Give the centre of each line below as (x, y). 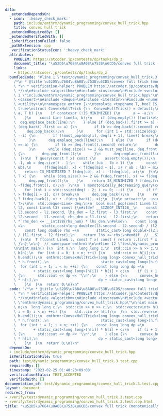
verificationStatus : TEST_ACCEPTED (45, 375)
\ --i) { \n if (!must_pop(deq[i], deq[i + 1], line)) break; (84, 136)
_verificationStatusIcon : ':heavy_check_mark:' (58, 50)
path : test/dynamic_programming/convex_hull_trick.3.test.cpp (73, 361)
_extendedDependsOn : (30, 14)
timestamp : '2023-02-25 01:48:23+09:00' (51, 370)
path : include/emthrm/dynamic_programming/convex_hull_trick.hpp (81, 23)
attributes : (22, 55)
